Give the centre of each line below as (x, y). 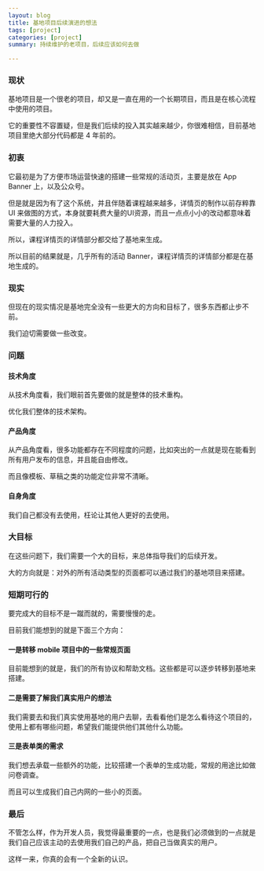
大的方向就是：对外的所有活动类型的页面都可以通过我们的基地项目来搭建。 (128, 572)
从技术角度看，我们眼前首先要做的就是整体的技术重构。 (97, 395)
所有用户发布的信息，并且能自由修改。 (70, 460)
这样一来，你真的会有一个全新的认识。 (70, 859)
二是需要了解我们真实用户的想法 (60, 697)
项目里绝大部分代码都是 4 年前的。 (64, 135)
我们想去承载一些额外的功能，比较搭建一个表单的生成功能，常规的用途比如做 (132, 765)
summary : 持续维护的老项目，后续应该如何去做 (74, 45)
